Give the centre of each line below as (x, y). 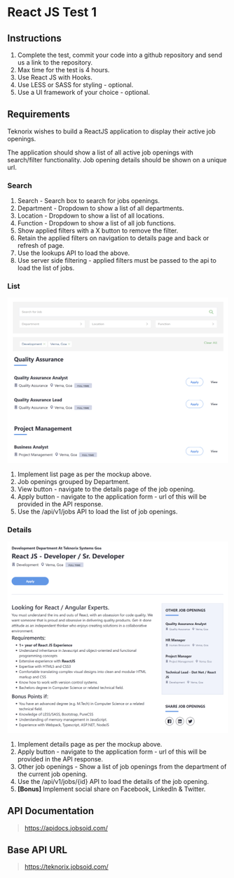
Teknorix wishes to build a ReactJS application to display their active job (111, 131)
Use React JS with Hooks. (55, 77)
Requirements (39, 114)
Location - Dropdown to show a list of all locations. (91, 216)
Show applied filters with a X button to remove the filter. (98, 231)
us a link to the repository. (55, 63)
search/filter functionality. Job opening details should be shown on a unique (117, 159)
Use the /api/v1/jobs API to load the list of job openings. (97, 511)
